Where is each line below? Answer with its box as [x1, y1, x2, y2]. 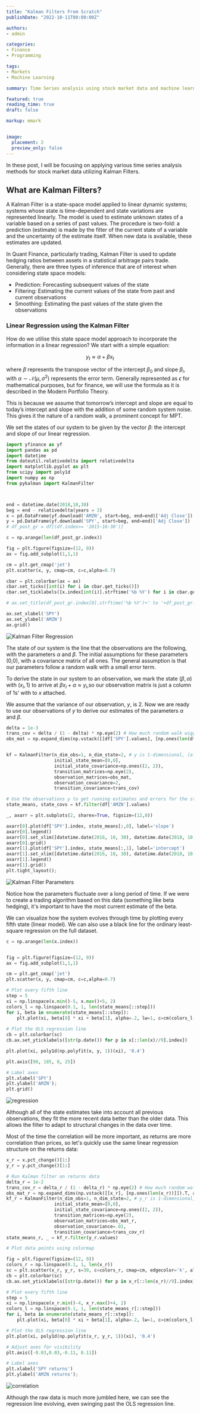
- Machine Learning [6, 74, 55, 81]
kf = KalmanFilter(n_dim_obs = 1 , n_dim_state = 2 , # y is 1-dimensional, [6, 752, 185, 758]
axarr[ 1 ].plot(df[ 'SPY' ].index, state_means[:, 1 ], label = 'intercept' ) [6, 845, 185, 851]
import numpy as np [6, 475, 55, 481]
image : [6, 134, 23, 140]
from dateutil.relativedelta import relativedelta [6, 458, 135, 464]
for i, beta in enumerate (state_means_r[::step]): [6, 1311, 135, 1317]
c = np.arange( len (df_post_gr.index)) [6, 535, 102, 541]
